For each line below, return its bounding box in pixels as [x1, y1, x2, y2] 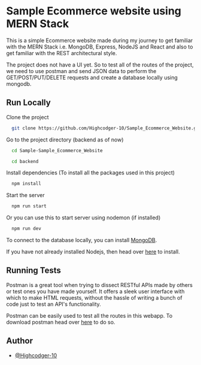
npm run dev [11, 226, 42, 232]
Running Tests [6, 266, 61, 276]
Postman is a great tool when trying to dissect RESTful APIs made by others [6, 281, 193, 288]
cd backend [11, 158, 39, 164]
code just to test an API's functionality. [6, 300, 102, 307]
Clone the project [6, 113, 49, 120]
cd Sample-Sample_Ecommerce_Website [11, 147, 103, 153]
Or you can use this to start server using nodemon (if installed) [6, 214, 161, 221]
